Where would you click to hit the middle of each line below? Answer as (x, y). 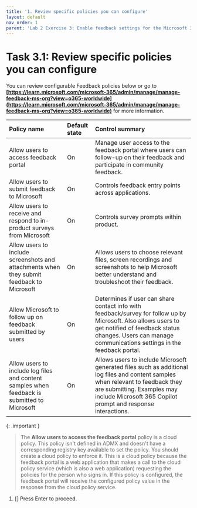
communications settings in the (138, 343)
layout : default (26, 17)
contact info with (118, 306)
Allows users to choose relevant (139, 253)
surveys (43, 228)
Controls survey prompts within (138, 217)
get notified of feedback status (137, 328)
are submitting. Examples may (136, 389)
